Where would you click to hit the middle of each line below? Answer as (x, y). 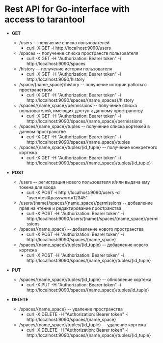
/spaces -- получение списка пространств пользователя (79, 53)
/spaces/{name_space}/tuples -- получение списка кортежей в (84, 126)
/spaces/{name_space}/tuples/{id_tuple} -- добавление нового (83, 245)
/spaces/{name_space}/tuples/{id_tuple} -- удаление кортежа (82, 325)
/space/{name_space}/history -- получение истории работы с (83, 84)
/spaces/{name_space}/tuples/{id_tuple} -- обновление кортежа (85, 280)
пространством (36, 90)
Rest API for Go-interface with (67, 9)
